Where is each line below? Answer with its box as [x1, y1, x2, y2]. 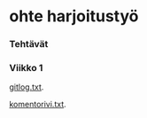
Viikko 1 [9, 62, 43, 75]
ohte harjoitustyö [9, 6, 139, 27]
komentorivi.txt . [9, 99, 66, 110]
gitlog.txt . [9, 82, 44, 92]
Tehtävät [9, 38, 49, 51]
